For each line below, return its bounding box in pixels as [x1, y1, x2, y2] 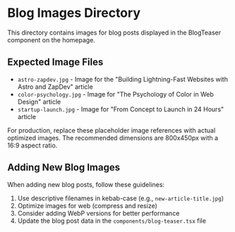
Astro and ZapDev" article [17, 83, 93, 91]
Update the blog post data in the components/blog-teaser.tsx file [17, 216, 207, 225]
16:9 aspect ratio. [7, 141, 58, 149]
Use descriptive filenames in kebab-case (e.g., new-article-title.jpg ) [17, 194, 224, 202]
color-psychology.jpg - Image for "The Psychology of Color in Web [17, 90, 214, 98]
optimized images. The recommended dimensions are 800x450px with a [7, 133, 219, 142]
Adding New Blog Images [7, 161, 121, 173]
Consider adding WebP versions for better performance [17, 209, 180, 217]
